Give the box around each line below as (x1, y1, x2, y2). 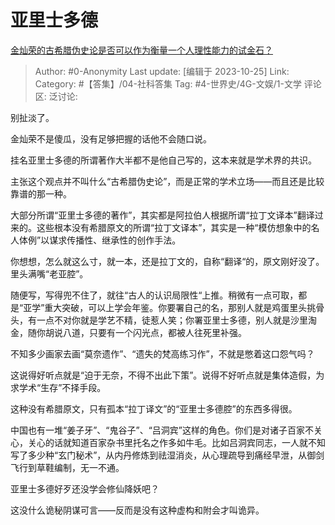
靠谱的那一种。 (10, 187, 72, 200)
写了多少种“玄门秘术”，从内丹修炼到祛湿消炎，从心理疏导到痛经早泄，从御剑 (10, 449, 325, 461)
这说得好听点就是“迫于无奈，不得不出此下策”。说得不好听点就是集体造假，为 (10, 369, 325, 381)
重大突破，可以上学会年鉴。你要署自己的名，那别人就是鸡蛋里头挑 (44, 301, 317, 313)
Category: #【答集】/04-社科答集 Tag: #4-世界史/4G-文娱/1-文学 (34, 77, 302, 90)
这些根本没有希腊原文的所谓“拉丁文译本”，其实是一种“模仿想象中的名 (36, 221, 320, 233)
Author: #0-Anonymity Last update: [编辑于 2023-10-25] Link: (34, 65, 290, 77)
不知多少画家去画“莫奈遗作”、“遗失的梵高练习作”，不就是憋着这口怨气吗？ (10, 347, 315, 360)
